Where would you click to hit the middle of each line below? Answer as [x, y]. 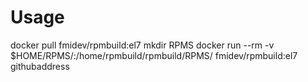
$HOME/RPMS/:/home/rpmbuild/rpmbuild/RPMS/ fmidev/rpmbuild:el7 [154, 55]
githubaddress [40, 66]
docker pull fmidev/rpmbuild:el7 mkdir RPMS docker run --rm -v [142, 45]
